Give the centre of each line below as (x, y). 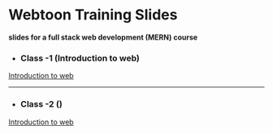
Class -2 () (41, 104)
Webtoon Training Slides (93, 15)
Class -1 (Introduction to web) (80, 58)
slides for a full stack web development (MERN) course (103, 37)
